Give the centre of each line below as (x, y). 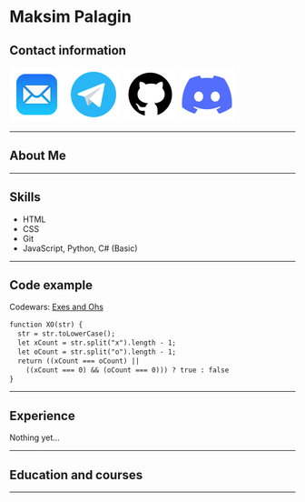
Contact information (68, 50)
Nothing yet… (35, 437)
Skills (25, 197)
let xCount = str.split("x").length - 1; (97, 343)
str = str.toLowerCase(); (67, 334)
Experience (42, 416)
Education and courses (76, 475)
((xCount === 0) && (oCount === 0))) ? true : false (128, 370)
